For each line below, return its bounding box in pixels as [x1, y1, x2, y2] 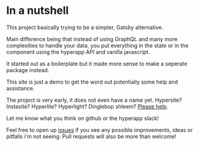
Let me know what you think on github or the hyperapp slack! [6, 114, 159, 122]
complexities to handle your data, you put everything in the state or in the [6, 42, 189, 49]
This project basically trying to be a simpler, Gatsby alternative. [6, 24, 163, 31]
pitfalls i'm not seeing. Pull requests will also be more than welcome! [6, 133, 177, 140]
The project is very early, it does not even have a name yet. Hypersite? [6, 96, 183, 104]
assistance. [6, 84, 35, 91]
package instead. [6, 66, 50, 73]
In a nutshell [6, 4, 69, 18]
